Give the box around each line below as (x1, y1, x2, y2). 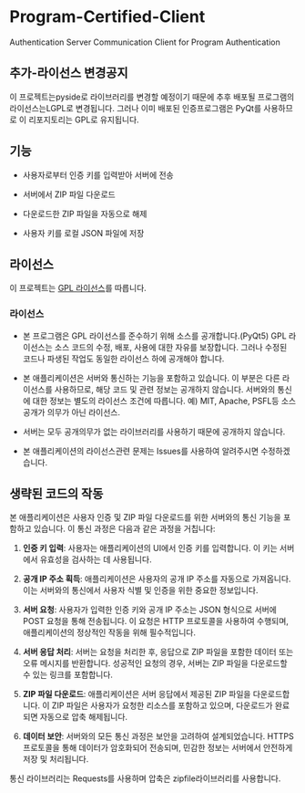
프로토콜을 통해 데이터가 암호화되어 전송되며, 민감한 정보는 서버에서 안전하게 (22, 742, 293, 754)
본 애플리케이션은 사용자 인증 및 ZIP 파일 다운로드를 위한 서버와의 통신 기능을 (9, 512, 281, 523)
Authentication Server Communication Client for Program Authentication (9, 37, 280, 47)
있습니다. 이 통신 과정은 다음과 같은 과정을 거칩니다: (33, 523, 216, 535)
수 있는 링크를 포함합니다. (22, 669, 114, 681)
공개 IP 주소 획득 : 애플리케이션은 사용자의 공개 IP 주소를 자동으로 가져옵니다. (22, 573, 291, 585)
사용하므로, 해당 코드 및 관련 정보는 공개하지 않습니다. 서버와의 (54, 383, 276, 394)
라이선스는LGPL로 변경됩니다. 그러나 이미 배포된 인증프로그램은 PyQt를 (9, 102, 262, 113)
